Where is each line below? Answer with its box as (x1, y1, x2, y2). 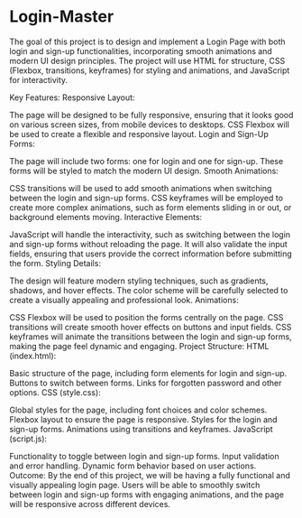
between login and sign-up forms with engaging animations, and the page (9, 489, 284, 500)
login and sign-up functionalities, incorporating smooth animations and (9, 45, 272, 56)
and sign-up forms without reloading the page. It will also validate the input (9, 238, 288, 249)
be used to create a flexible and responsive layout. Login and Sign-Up (9, 128, 269, 139)
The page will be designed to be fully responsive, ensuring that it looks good (9, 109, 294, 120)
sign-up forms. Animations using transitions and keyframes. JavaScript (9, 423, 273, 434)
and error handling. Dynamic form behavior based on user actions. (9, 460, 257, 471)
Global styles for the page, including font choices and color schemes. (9, 404, 268, 415)
